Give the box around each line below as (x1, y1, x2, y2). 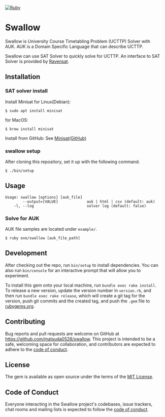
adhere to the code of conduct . (5, 346, 68, 352)
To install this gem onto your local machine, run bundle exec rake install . (5, 282, 157, 288)
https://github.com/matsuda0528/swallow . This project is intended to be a (5, 336, 155, 342)
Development (5, 249, 48, 257)
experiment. (5, 272, 30, 279)
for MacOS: (5, 117, 29, 123)
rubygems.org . (5, 303, 35, 309)
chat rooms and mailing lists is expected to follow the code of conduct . (5, 407, 149, 413)
